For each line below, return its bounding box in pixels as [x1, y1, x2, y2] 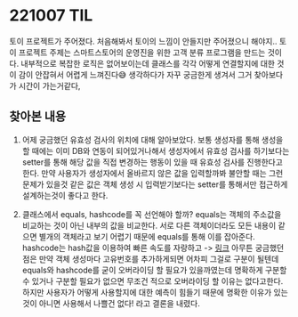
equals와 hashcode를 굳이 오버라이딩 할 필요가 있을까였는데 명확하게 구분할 [21, 264, 287, 275]
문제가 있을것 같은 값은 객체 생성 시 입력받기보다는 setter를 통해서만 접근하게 [21, 179, 288, 190]
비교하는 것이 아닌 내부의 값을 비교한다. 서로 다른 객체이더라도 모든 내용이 [21, 220, 277, 231]
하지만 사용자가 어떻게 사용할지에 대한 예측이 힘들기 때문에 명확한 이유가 [21, 287, 272, 297]
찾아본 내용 [9, 109, 67, 125]
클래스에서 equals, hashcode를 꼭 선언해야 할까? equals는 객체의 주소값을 [21, 208, 282, 219]
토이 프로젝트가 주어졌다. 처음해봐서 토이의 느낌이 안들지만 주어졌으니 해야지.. [9, 36, 278, 46]
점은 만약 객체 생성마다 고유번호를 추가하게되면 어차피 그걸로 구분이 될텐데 [21, 253, 279, 264]
